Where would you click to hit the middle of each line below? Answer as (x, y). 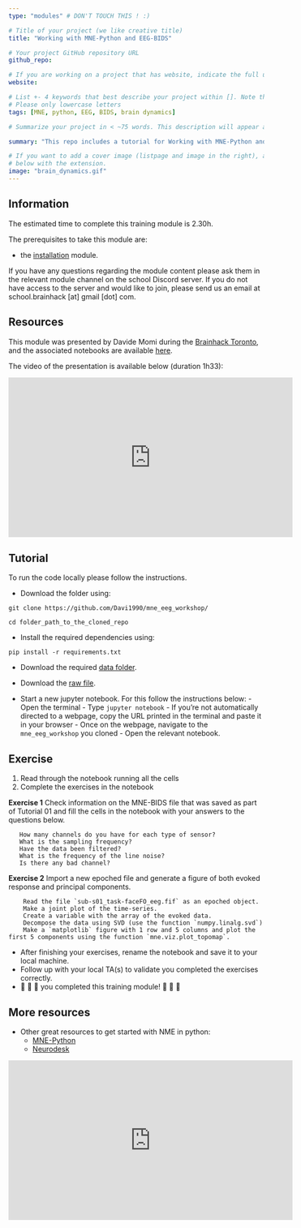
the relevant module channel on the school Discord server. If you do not (128, 279)
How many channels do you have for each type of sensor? (118, 835)
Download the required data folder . (78, 668)
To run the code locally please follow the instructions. (98, 578)
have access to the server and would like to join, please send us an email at (135, 288)
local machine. (45, 961)
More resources (49, 1012)
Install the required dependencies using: (88, 638)
